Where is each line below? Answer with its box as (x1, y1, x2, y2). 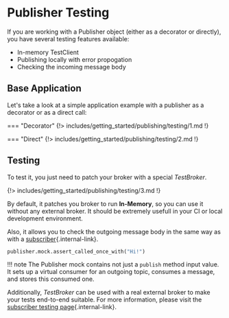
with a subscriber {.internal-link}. (7, 235, 99, 243)
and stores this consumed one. (7, 275, 95, 283)
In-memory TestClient (16, 48, 79, 56)
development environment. (7, 214, 84, 223)
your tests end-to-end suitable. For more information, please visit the (7, 295, 202, 304)
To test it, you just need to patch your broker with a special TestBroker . (7, 173, 207, 181)
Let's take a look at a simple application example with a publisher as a (7, 101, 204, 109)
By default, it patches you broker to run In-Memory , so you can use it (7, 199, 204, 207)
